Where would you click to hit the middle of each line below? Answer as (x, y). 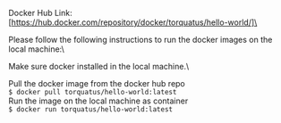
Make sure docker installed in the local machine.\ (99, 66)
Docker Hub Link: (40, 13)
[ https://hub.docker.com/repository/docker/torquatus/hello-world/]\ (133, 22)
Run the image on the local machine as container (98, 101)
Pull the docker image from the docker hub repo (97, 83)
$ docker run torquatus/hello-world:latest (91, 110)
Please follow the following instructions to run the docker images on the (140, 40)
